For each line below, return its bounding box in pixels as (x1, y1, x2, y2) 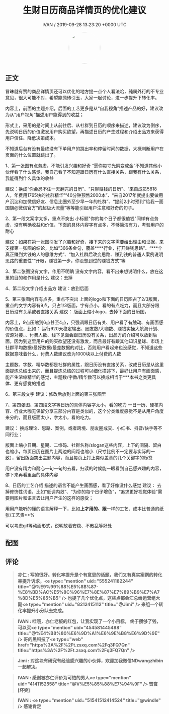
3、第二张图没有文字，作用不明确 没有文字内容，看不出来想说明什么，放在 (5, 268, 159, 274)
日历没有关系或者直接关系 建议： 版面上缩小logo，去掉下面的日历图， (5, 308, 149, 315)
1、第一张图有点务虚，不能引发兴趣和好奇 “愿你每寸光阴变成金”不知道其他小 (5, 162, 162, 169)
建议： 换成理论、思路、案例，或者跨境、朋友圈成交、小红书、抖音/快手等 (5, 425, 158, 431)
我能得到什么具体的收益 (5, 175, 54, 181)
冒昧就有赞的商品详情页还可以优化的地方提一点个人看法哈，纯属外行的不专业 (5, 88, 164, 94)
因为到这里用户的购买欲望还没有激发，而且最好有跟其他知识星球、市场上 (14, 338, 164, 344)
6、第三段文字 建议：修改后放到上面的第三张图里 (5, 391, 107, 397)
